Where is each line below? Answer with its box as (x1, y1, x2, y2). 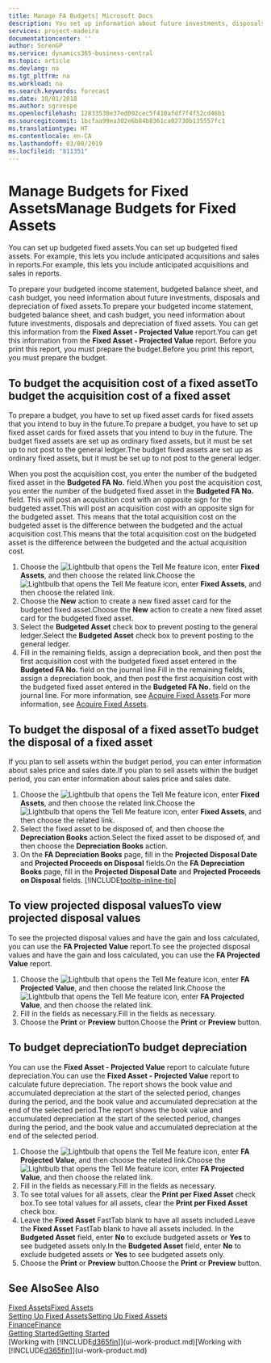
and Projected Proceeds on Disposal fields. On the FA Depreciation (19, 858, 245, 868)
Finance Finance (8, 1320, 62, 1330)
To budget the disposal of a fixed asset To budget (8, 722, 260, 736)
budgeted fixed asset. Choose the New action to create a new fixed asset (19, 605, 263, 615)
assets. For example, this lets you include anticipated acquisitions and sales (8, 251, 260, 261)
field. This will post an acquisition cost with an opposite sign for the (8, 494, 232, 505)
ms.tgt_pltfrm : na (8, 72, 70, 80)
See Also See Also (8, 1281, 99, 1295)
